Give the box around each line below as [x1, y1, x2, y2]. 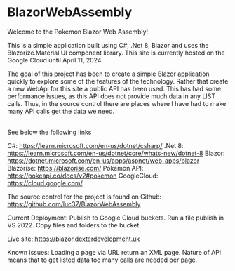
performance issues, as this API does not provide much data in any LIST [7, 92, 216, 100]
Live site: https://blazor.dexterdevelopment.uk [7, 234, 140, 243]
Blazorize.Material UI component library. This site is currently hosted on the [7, 48, 226, 57]
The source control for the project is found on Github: [7, 192, 162, 201]
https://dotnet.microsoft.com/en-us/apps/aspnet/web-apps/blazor [7, 156, 200, 165]
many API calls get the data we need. [7, 107, 115, 115]
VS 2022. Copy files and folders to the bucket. [7, 220, 142, 229]
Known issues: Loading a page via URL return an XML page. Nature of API [7, 248, 222, 256]
